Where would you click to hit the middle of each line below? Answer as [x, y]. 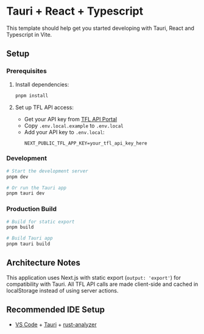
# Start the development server [47, 171]
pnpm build [20, 227]
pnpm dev [17, 177]
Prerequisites [26, 71]
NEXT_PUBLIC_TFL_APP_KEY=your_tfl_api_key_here [86, 143]
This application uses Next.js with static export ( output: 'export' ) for [94, 277]
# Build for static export [40, 222]
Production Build [31, 209]
